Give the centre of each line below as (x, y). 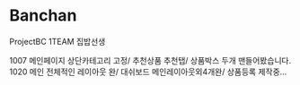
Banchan (43, 16)
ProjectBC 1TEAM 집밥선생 (57, 41)
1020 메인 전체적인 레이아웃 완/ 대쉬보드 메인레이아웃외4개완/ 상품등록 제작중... (148, 72)
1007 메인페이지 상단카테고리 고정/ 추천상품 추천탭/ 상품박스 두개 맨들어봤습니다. (150, 60)
